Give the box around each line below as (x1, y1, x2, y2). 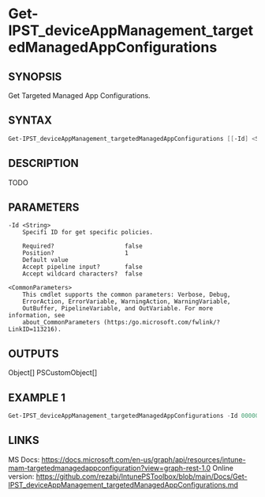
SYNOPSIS (8, 70, 62, 83)
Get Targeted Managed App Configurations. (8, 91, 151, 100)
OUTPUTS (8, 347, 59, 360)
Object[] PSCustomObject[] (8, 368, 98, 377)
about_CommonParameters (22, 318, 101, 327)
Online (212, 463, 234, 472)
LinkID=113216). (8, 325, 62, 333)
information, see (8, 312, 65, 320)
